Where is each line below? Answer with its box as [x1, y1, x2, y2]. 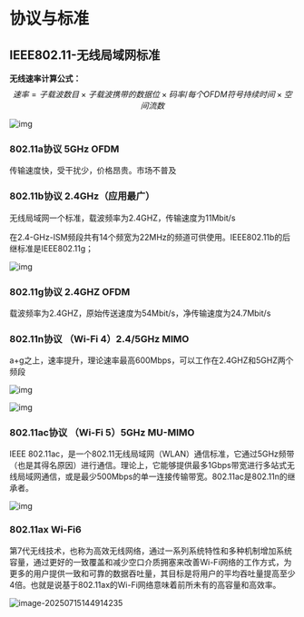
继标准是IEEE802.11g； [9, 242, 93, 254]
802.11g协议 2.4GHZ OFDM [9, 285, 131, 298]
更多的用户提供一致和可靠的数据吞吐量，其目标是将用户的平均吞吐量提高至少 [9, 568, 296, 579]
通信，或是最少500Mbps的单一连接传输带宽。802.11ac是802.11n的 [40, 471, 288, 482]
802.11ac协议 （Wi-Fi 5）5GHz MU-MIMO [9, 426, 195, 439]
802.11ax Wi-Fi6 [9, 524, 82, 536]
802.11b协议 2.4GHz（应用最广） [9, 190, 155, 202]
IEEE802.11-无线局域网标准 [9, 47, 161, 63]
